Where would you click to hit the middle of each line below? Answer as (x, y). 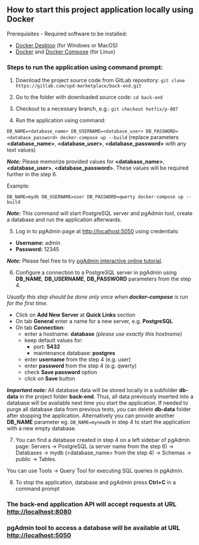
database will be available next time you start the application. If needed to (98, 403)
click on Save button (50, 379)
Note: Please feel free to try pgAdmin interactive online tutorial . (85, 261)
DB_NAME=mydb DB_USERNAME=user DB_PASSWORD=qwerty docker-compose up (95, 197)
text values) (21, 150)
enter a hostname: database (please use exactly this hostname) (103, 334)
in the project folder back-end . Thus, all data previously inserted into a (106, 397)
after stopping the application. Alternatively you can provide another (91, 415)
